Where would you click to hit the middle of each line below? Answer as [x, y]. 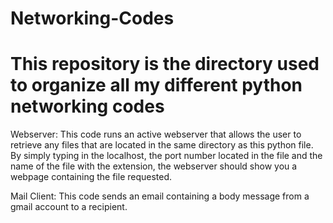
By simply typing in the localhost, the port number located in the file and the [166, 156]
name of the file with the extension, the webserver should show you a [154, 166]
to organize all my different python [156, 85]
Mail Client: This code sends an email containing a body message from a [160, 196]
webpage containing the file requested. [91, 177]
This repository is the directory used [165, 64]
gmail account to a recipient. [69, 207]
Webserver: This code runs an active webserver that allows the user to [156, 134]
